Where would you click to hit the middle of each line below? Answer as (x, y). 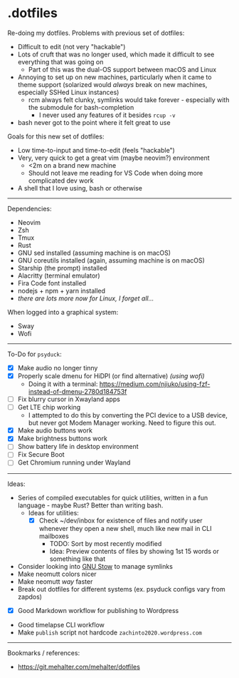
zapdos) (30, 597)
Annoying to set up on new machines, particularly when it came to (115, 77)
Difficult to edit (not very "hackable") (71, 46)
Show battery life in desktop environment (78, 447)
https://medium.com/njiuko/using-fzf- (155, 384)
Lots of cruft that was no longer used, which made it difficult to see (116, 54)
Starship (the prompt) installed (62, 268)
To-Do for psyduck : (34, 354)
